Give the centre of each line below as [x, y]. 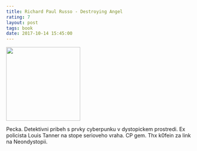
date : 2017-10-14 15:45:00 [39, 34]
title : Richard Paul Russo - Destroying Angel [64, 12]
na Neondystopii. [27, 142]
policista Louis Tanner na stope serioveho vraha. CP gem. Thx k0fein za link [98, 136]
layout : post [22, 22]
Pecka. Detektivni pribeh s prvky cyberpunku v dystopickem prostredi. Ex [96, 129]
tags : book [20, 28]
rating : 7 [18, 17]
